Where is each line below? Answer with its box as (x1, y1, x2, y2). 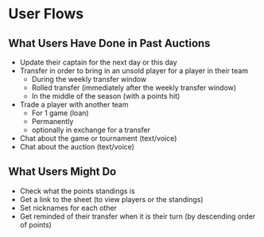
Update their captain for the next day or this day (19, 57, 177, 67)
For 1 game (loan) (31, 108, 89, 118)
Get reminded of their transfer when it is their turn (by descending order (19, 212, 256, 221)
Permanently (31, 117, 74, 126)
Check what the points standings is (19, 186, 135, 196)
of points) (19, 220, 52, 229)
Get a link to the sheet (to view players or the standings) (19, 194, 204, 204)
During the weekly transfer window (31, 75, 147, 84)
